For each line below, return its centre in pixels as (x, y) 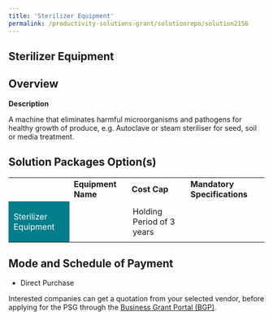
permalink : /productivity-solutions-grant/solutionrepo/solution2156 (129, 24)
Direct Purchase (47, 283)
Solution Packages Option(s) (82, 162)
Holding (147, 211)
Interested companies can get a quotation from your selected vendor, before (136, 299)
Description (29, 103)
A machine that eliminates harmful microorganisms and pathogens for (125, 119)
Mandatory (212, 184)
